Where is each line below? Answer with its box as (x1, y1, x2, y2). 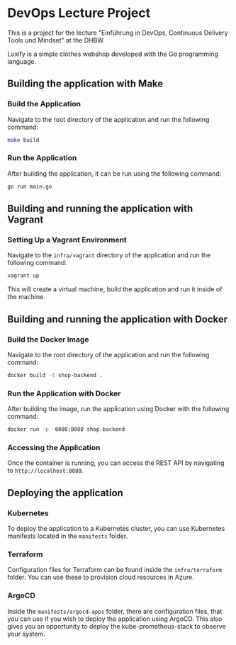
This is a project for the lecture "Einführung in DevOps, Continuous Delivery (7, 28, 228, 37)
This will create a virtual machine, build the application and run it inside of (7, 285, 223, 293)
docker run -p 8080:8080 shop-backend (7, 426, 125, 433)
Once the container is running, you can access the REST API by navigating (7, 459, 225, 467)
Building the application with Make (7, 78, 164, 90)
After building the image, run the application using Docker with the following (7, 405, 230, 413)
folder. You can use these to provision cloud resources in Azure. (7, 573, 195, 582)
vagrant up (7, 272, 40, 279)
